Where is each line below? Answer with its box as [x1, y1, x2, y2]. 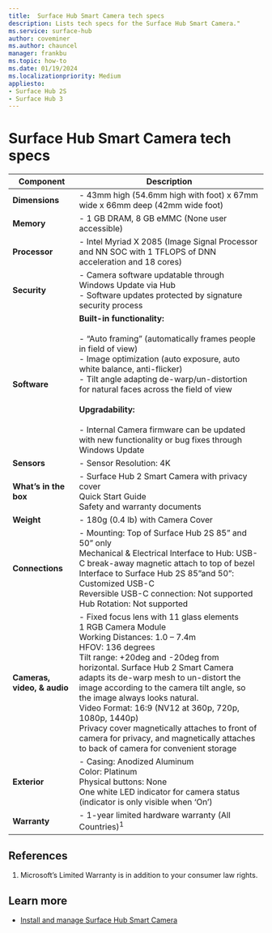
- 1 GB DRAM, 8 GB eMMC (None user [79, 213, 227, 224]
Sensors [12, 458, 46, 469]
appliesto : [8, 79, 45, 87]
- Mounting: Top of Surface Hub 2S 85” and [79, 528, 247, 539]
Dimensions [12, 195, 60, 206]
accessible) [79, 223, 124, 235]
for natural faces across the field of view [79, 384, 232, 395]
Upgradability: [79, 404, 135, 415]
